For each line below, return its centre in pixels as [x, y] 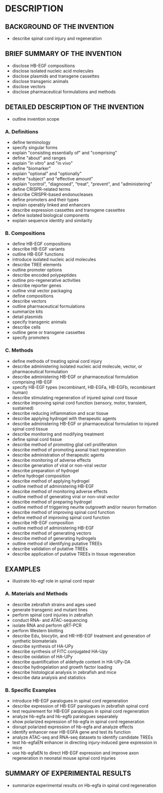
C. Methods [19, 350]
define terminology [31, 142]
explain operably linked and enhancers [51, 205]
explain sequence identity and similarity [52, 220]
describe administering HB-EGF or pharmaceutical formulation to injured [85, 423]
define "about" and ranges [39, 158]
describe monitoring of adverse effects [52, 460]
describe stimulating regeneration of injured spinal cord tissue [75, 397]
